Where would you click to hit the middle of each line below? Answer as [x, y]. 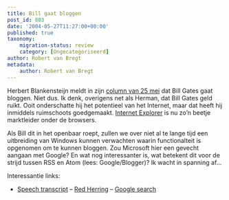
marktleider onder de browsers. [52, 120]
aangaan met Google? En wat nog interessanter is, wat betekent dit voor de [113, 155]
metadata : [21, 65]
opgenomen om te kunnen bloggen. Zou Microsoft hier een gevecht [103, 148]
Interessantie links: [34, 175]
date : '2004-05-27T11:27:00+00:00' [58, 26]
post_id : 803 [26, 20]
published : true [30, 33]
